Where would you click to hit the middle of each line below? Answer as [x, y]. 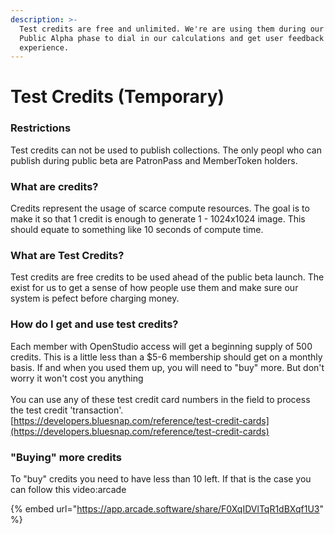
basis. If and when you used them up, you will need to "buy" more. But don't [167, 367]
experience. [44, 47]
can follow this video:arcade [68, 489]
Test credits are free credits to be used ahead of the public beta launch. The [167, 277]
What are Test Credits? [67, 255]
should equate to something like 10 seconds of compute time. [137, 230]
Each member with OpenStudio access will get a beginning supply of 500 [161, 346]
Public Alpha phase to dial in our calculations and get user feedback [172, 38]
